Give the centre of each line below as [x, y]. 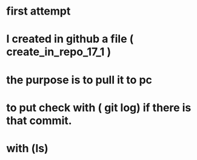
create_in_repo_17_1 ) [59, 52]
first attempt [38, 11]
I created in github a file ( [70, 39]
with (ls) [27, 148]
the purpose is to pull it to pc [79, 80]
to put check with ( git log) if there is [99, 107]
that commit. [39, 120]
